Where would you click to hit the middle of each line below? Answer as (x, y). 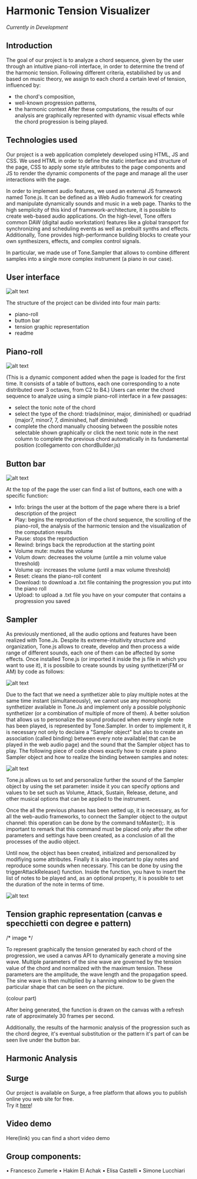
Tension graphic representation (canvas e (84, 914)
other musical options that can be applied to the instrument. (79, 798)
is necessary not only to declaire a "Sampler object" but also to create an (95, 732)
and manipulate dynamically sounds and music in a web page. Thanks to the (98, 203)
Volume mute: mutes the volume (54, 551)
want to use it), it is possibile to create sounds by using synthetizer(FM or (95, 665)
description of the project (45, 513)
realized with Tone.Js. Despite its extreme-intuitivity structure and (86, 640)
